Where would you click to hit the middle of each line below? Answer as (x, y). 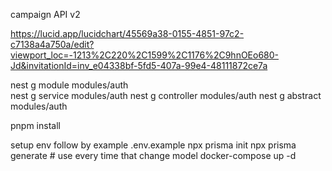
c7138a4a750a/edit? (52, 44)
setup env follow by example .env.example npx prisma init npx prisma (153, 145)
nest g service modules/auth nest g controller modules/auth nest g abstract (166, 95)
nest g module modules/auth (69, 85)
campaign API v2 (45, 14)
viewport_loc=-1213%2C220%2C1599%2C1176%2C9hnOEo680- (145, 55)
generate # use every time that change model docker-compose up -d (153, 155)
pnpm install (35, 125)
